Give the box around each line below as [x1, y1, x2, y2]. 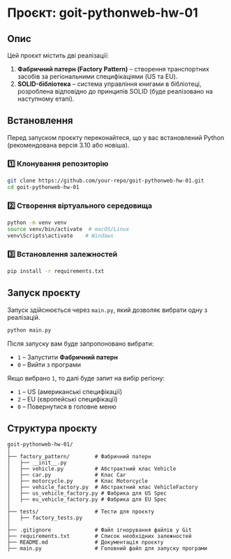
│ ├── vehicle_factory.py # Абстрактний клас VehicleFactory [7, 484, 198, 491]
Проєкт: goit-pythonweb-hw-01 [7, 5, 199, 21]
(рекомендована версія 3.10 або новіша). [7, 141, 130, 149]
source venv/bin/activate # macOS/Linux [7, 226, 130, 233]
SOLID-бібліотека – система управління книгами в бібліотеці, [17, 80, 202, 88]
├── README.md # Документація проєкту [7, 539, 164, 546]
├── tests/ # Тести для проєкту [7, 509, 155, 516]
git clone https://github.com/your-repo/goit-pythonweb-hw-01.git [7, 177, 204, 185]
